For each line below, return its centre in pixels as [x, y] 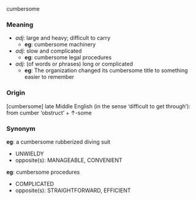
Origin [16, 93]
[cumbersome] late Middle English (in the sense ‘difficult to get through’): [99, 106]
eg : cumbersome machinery [60, 45]
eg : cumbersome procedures [43, 172]
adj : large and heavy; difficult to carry [63, 38]
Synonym [21, 128]
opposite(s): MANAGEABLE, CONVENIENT [69, 160]
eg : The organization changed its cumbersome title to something [106, 70]
